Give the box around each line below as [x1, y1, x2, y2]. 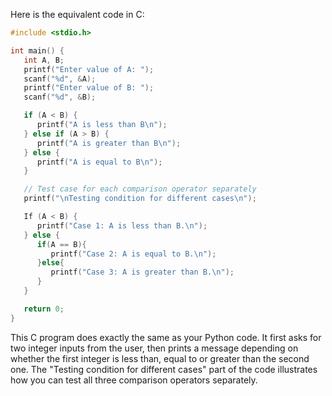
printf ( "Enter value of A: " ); [23, 64, 155, 74]
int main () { [10, 45, 65, 56]
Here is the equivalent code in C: [10, 9, 145, 20]
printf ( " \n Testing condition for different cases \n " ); [23, 194, 257, 204]
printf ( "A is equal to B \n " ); [36, 157, 163, 167]
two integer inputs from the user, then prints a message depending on [10, 342, 299, 354]
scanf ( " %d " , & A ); [23, 74, 97, 84]
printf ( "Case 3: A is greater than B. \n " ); [50, 267, 235, 278]
